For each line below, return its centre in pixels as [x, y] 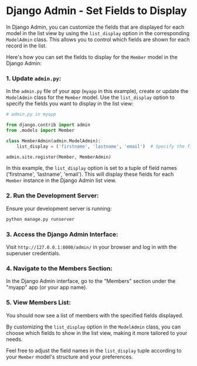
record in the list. [26, 46]
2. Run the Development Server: [52, 196]
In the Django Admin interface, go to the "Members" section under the [91, 281]
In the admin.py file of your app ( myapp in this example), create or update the [97, 91]
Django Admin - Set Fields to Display [97, 11]
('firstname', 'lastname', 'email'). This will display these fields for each [90, 175]
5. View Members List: [39, 303]
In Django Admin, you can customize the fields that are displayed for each [95, 27]
